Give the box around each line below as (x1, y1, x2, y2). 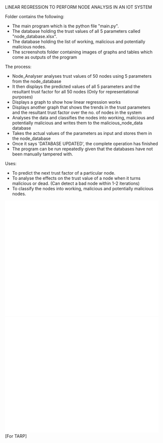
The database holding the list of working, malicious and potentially (12, 39, 145, 44)
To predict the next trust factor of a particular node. (12, 170, 116, 176)
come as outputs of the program (12, 54, 77, 60)
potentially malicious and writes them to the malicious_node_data (12, 120, 143, 126)
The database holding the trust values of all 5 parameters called (12, 28, 141, 34)
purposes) (12, 94, 33, 100)
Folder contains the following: (5, 14, 65, 19)
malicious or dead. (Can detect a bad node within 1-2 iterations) (12, 180, 140, 186)
